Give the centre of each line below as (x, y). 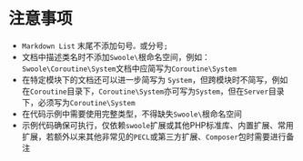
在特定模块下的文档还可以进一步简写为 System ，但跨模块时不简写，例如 (155, 79)
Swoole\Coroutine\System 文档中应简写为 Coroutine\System (129, 68)
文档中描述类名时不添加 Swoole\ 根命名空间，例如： (116, 56)
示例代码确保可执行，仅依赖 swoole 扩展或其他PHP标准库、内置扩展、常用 (158, 125)
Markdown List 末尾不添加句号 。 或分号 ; (95, 45)
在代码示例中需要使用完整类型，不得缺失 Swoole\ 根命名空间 (131, 114)
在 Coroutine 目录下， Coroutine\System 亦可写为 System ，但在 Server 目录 (153, 91)
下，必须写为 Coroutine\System (78, 102)
